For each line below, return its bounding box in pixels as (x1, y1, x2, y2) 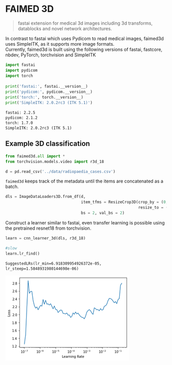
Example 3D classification (5, 139, 91, 148)
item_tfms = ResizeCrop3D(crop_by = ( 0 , (81, 199, 168, 205)
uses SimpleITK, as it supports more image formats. (5, 40, 115, 47)
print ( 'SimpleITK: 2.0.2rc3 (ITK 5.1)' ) (5, 100, 93, 106)
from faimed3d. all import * (5, 153, 66, 159)
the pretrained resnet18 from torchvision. (5, 225, 92, 231)
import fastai (5, 62, 36, 67)
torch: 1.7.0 (5, 120, 33, 126)
